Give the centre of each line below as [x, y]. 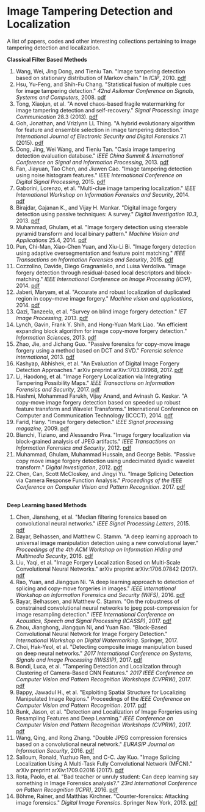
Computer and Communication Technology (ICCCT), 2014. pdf [94, 415]
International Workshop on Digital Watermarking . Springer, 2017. [97, 640]
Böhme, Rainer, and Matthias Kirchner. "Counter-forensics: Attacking [102, 796]
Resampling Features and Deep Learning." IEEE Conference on [94, 718]
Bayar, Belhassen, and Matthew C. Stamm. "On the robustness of [98, 601]
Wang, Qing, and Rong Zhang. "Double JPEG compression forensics [102, 737]
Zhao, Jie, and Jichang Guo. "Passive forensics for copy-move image [103, 344]
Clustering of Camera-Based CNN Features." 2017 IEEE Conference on [104, 673]
